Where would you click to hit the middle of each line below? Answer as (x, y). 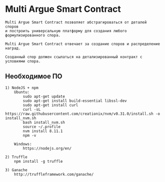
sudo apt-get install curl (51, 105)
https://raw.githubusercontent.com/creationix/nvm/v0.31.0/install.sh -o (83, 114)
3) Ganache (16, 170)
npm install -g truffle (39, 161)
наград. (13, 48)
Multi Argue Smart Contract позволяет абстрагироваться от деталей (76, 22)
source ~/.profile (42, 127)
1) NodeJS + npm (22, 88)
